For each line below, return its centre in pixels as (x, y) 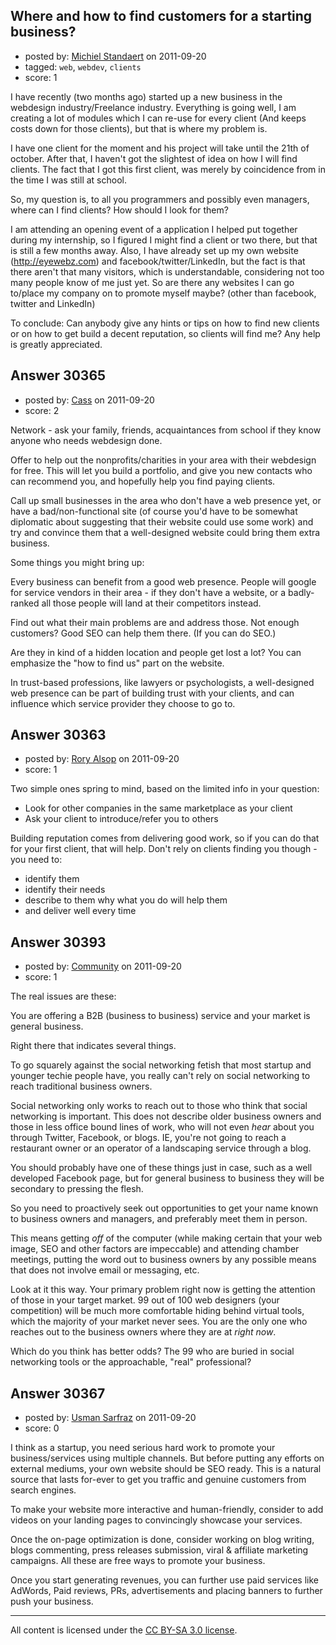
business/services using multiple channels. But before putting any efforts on (167, 1458)
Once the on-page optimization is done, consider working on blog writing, (162, 1540)
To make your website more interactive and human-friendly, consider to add (167, 1510)
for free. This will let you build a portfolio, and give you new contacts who (161, 470)
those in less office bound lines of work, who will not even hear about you (162, 1127)
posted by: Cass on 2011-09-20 (89, 400)
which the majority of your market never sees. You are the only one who (159, 1321)
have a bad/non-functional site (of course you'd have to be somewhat (154, 511)
